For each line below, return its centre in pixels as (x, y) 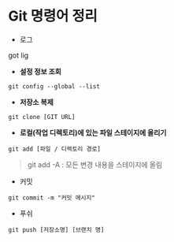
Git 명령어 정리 (53, 16)
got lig (19, 55)
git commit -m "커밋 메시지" (52, 198)
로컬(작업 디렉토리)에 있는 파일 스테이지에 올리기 (93, 132)
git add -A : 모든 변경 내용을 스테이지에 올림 (95, 164)
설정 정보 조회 (40, 71)
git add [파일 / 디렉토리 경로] (54, 149)
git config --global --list (54, 86)
